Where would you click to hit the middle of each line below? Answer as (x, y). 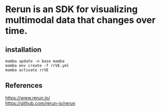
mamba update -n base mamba (35, 61)
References (24, 85)
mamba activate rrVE (27, 70)
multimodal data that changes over (80, 20)
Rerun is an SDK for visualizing (72, 9)
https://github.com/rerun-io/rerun (40, 103)
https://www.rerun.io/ (28, 98)
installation (23, 49)
